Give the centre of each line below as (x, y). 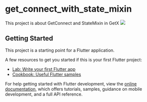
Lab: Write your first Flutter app (44, 69)
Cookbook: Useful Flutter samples (47, 74)
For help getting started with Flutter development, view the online (71, 83)
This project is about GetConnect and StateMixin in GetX (62, 23)
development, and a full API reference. (44, 94)
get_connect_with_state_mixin (69, 9)
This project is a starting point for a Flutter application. (60, 50)
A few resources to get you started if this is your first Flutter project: (73, 60)
